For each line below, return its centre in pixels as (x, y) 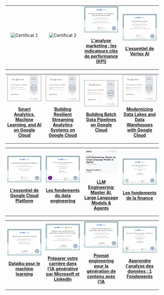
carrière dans (63, 263)
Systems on (63, 130)
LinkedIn (63, 279)
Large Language (101, 197)
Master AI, (101, 192)
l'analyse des (140, 266)
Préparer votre (63, 258)
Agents (101, 208)
